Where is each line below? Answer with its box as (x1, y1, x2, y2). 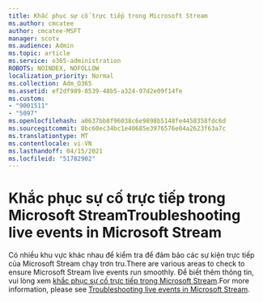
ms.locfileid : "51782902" (8, 154, 95, 162)
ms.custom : (8, 94, 45, 103)
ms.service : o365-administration (8, 57, 121, 65)
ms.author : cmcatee (8, 19, 74, 27)
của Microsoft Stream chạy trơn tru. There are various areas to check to (8, 259, 245, 269)
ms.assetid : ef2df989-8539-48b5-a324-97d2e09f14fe (8, 86, 183, 95)
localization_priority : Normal (8, 72, 114, 80)
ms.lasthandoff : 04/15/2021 (8, 147, 104, 155)
